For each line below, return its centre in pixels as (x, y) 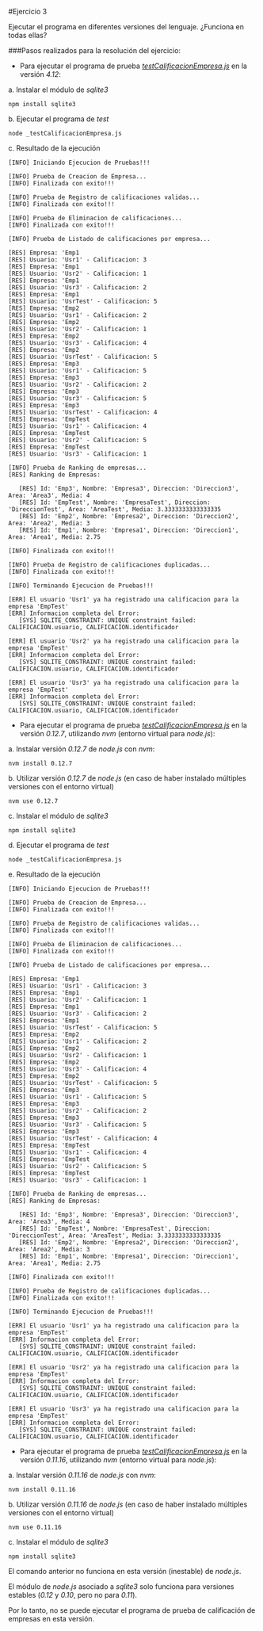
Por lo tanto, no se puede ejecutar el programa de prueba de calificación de (132, 1610)
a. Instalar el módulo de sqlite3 (58, 90)
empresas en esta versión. (51, 1619)
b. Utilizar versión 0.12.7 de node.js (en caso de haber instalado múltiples (128, 778)
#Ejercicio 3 (28, 11)
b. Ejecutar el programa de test (59, 119)
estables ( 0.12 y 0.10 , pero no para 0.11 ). (72, 1595)
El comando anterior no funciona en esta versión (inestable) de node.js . (125, 1571)
